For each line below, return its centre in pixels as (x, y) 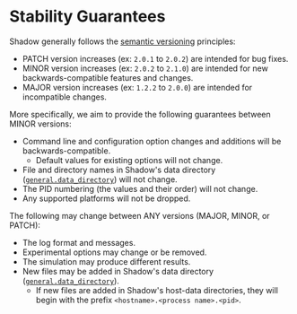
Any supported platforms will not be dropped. (106, 198)
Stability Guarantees (87, 17)
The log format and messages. (79, 242)
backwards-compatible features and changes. (108, 77)
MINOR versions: (40, 124)
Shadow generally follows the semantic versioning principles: (122, 41)
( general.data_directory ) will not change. (100, 179)
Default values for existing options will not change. (129, 160)
